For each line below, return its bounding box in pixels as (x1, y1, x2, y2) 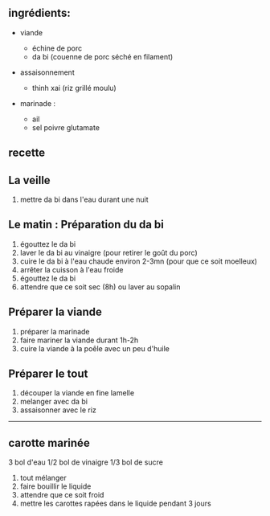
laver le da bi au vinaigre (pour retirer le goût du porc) (19, 248, 198, 257)
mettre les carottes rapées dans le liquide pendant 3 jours (19, 498, 211, 509)
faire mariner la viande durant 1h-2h (19, 335, 139, 345)
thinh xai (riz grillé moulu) (31, 83, 117, 92)
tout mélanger (19, 473, 67, 483)
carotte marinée (8, 436, 90, 449)
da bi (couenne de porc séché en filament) (31, 51, 174, 61)
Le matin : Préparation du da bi (8, 218, 165, 231)
